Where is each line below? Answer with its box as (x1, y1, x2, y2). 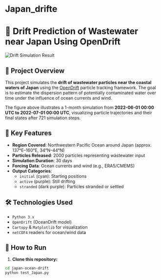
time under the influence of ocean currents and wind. (5, 95, 112, 101)
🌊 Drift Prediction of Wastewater (5, 26, 139, 37)
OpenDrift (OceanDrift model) (12, 219, 72, 225)
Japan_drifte (5, 3, 58, 15)
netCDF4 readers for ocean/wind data (12, 229, 86, 235)
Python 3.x (12, 215, 35, 219)
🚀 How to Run (5, 243, 47, 252)
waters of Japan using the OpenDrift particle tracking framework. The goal (5, 85, 156, 90)
